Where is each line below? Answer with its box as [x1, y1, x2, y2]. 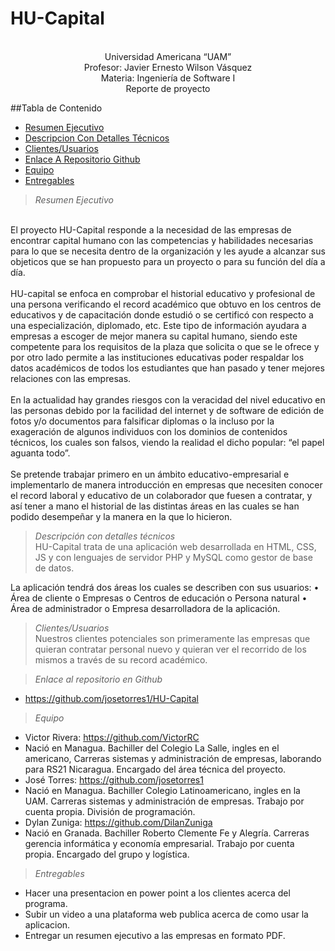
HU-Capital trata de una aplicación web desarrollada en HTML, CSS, [34, 540, 317, 552]
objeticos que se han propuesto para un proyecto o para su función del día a [10, 255, 326, 267]
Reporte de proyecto [125, 82, 211, 94]
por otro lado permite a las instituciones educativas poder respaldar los [10, 351, 305, 363]
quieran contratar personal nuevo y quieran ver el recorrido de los [34, 643, 307, 655]
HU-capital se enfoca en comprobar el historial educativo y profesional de [10, 287, 316, 299]
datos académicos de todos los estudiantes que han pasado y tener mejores [10, 362, 325, 374]
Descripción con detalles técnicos [34, 530, 176, 542]
